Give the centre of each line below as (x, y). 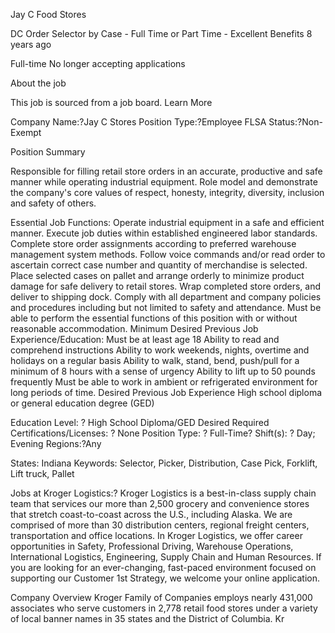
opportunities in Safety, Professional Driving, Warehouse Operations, (152, 546)
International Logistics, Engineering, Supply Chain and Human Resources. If (166, 557)
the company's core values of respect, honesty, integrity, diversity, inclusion (167, 192)
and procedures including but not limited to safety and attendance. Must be (166, 307)
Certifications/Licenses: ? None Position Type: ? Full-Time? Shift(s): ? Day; (163, 433)
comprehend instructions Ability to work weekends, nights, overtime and (160, 350)
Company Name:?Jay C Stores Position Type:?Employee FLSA (138, 122)
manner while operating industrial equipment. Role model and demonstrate (164, 182)
